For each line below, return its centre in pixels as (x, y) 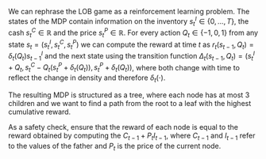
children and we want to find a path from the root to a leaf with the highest (130, 104)
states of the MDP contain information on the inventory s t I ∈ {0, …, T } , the (129, 21)
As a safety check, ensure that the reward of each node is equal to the (123, 127)
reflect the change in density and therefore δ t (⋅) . (87, 79)
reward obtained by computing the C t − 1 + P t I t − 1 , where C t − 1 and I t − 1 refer (132, 136)
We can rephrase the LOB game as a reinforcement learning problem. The (129, 11)
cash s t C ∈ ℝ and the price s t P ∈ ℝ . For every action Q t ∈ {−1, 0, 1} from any (133, 33)
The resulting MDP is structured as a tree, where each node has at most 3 (129, 95)
